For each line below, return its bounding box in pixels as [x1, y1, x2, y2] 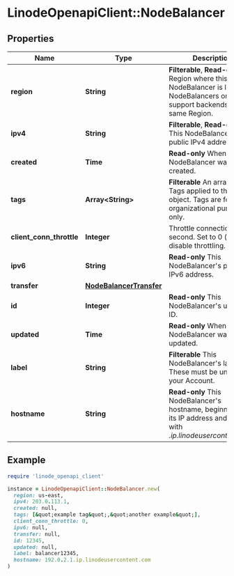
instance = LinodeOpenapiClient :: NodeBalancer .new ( [7, 485, 160, 492]
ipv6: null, [13, 524, 49, 531]
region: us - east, [13, 492, 64, 499]
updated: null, [13, 543, 58, 551]
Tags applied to [169, 186, 219, 196]
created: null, [13, 505, 58, 512]
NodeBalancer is [169, 82, 223, 92]
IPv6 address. [169, 270, 214, 279]
